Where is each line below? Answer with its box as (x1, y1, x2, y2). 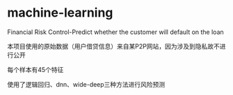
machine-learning (7, 5, 113, 21)
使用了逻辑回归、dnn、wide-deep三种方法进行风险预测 (7, 80, 166, 88)
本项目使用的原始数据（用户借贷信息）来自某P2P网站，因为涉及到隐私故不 (7, 42, 220, 50)
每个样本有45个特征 (7, 65, 64, 74)
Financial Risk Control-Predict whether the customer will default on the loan (7, 28, 224, 36)
